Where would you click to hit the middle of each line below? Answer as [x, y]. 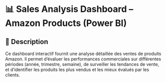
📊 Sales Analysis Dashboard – [69, 9]
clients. [13, 75]
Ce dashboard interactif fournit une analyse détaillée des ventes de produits [83, 53]
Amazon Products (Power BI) [66, 23]
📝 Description [27, 42]
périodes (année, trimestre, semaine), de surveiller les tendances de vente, [82, 64]
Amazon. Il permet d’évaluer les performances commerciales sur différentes [83, 59]
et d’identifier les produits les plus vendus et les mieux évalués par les [77, 69]
